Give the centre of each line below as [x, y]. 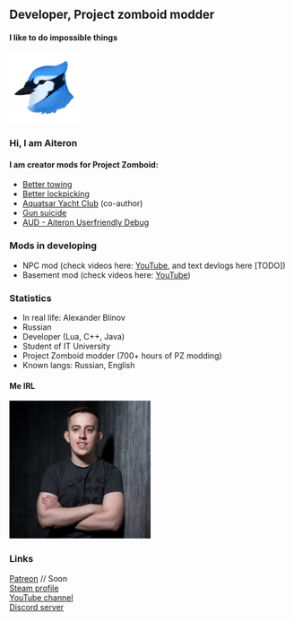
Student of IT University [66, 346]
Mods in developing [53, 246]
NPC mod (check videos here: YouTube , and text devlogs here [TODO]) [154, 265]
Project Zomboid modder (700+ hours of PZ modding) [122, 356]
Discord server [37, 607]
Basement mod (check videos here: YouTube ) [106, 275]
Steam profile [34, 588]
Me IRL [22, 385]
